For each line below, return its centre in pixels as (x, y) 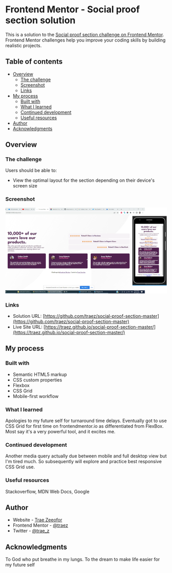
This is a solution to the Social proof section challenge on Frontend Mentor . (85, 34)
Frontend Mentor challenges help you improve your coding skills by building (85, 40)
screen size (25, 186)
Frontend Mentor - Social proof (73, 9)
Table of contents (34, 62)
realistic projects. (24, 45)
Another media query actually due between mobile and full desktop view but (86, 456)
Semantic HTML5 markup (40, 374)
